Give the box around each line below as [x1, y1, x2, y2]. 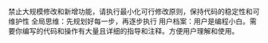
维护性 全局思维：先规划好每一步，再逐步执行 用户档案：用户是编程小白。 [8, 16, 250, 26]
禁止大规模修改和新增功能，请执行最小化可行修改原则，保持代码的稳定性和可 [8, 7, 260, 16]
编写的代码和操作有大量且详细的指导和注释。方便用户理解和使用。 [22, 27, 239, 35]
